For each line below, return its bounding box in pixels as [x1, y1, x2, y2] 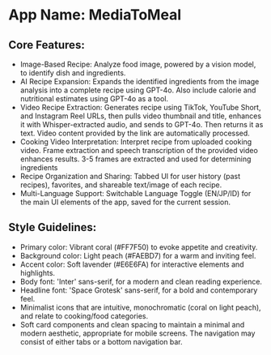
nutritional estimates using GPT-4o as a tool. [19, 94, 168, 103]
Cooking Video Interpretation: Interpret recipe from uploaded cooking [19, 137, 252, 147]
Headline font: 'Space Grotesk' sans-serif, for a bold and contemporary [19, 285, 258, 295]
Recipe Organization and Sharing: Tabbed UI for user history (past [19, 172, 241, 181]
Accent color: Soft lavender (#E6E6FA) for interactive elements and [19, 259, 244, 269]
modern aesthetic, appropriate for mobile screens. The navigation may [19, 328, 256, 338]
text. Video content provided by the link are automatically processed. [19, 128, 251, 138]
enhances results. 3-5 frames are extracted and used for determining [19, 154, 252, 164]
